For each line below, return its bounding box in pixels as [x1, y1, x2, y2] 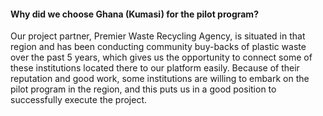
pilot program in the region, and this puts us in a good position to [10, 83, 277, 95]
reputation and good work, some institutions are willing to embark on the [10, 73, 310, 85]
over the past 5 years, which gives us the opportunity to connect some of [10, 51, 313, 64]
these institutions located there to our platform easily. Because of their [10, 62, 300, 74]
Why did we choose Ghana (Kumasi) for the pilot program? [10, 8, 259, 20]
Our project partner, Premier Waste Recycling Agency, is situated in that [10, 30, 306, 42]
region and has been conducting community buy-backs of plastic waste [10, 41, 307, 53]
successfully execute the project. [10, 94, 148, 106]
